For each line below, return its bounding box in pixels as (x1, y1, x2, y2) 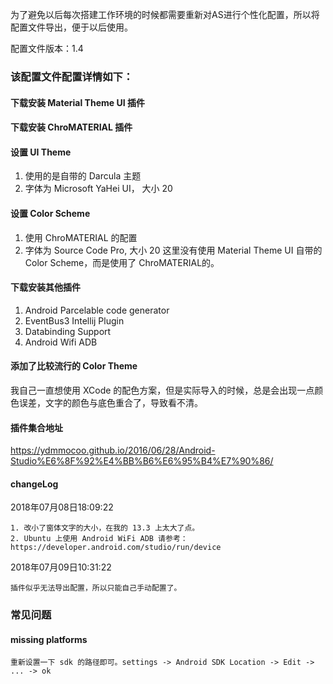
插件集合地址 (10, 421, 63, 433)
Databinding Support (24, 325, 112, 337)
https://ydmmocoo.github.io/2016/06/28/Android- (10, 444, 216, 457)
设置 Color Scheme (10, 207, 91, 219)
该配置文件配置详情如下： (10, 69, 134, 83)
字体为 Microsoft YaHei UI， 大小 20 (24, 183, 173, 195)
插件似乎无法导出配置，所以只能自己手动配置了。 (10, 583, 182, 593)
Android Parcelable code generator (24, 304, 170, 316)
